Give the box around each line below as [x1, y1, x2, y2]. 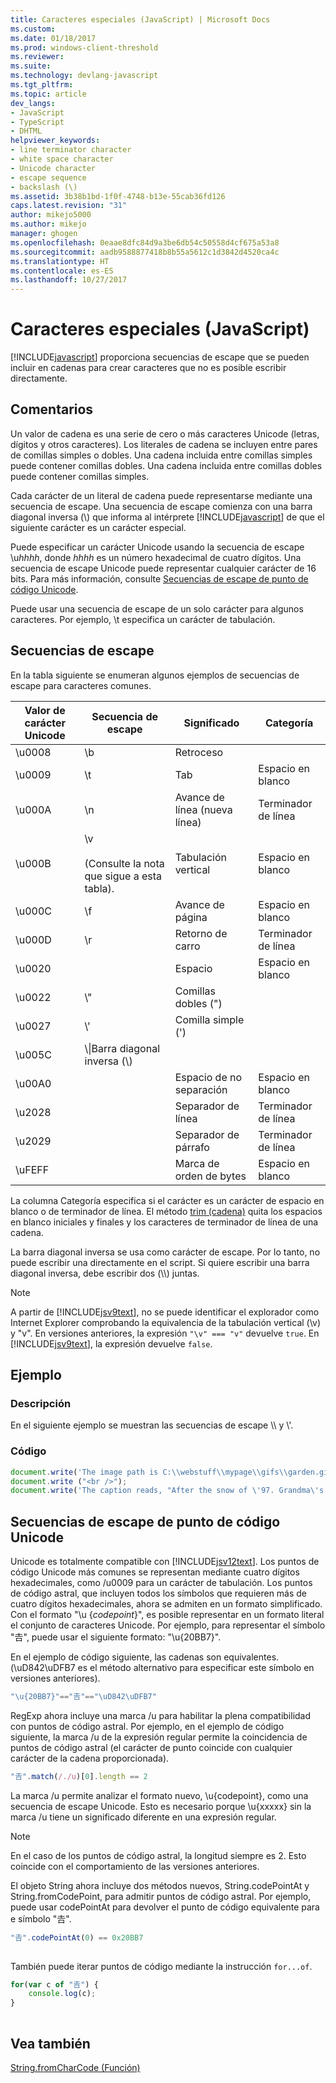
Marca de [174, 1156, 220, 1170]
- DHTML [10, 126, 43, 136]
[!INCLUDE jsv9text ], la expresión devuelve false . [10, 1337, 213, 1350]
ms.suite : [10, 61, 52, 71]
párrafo [174, 1140, 210, 1154]
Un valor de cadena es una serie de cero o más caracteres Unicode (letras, [10, 427, 320, 440]
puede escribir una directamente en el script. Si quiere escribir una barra [10, 1256, 310, 1268]
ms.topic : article [10, 89, 87, 99]
